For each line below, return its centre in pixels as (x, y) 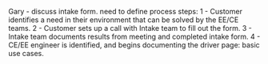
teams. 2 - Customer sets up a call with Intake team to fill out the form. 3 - (130, 28)
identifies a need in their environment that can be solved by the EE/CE (124, 20)
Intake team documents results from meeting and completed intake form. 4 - (134, 36)
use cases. (26, 53)
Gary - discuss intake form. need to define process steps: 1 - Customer (125, 11)
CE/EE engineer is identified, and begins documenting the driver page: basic (134, 45)
